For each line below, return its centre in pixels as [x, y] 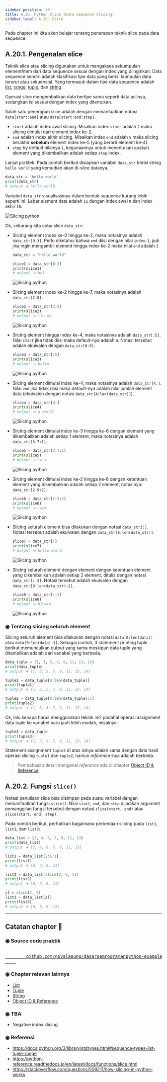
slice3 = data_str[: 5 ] [36, 354]
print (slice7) [27, 546]
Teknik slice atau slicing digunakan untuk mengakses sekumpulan [73, 66]
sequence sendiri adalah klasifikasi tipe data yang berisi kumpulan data [78, 77]
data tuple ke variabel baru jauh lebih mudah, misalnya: [62, 722]
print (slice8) [27, 599]
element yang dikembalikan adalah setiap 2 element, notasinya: [77, 484]
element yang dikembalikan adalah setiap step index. [67, 153]
